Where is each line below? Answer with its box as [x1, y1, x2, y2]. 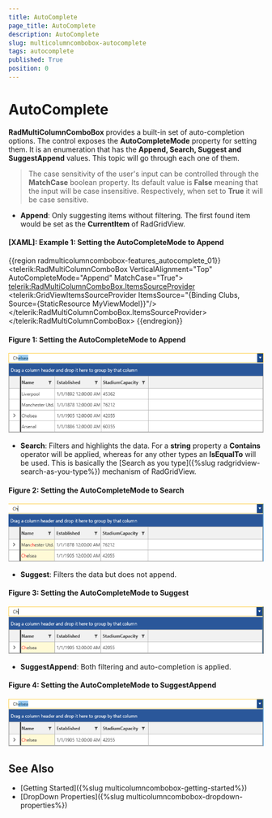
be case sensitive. [28, 195, 89, 204]
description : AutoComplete [8, 30, 100, 38]
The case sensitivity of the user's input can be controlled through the [28, 169, 259, 179]
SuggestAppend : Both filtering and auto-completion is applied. [19, 661, 232, 671]
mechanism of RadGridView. [102, 467, 197, 476]
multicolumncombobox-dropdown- [125, 792, 243, 802]
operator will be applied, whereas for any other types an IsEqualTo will [19, 450, 257, 459]
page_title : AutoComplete [8, 21, 96, 30]
